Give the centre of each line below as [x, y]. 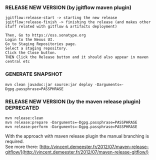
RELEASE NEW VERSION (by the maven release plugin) [73, 101]
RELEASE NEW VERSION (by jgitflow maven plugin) [68, 7]
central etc [17, 61]
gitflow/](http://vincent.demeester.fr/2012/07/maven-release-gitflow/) [77, 152]
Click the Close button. [31, 53]
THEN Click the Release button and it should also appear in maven [77, 57]
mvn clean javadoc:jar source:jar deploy [49, 84]
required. [14, 141]
